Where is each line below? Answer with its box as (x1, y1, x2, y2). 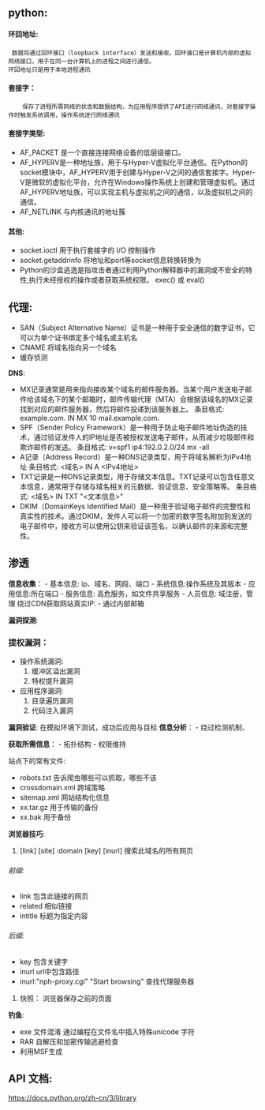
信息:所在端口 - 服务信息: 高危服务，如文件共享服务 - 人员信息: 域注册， (14, 588, 247, 598)
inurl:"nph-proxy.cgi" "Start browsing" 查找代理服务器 (19, 977, 195, 986)
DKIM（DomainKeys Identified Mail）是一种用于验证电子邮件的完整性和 (19, 501, 251, 512)
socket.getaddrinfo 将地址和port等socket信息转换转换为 (19, 256, 202, 265)
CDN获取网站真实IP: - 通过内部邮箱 (30, 598, 144, 608)
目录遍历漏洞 (31, 696, 73, 706)
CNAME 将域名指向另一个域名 (19, 343, 117, 352)
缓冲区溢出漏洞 (31, 666, 80, 676)
